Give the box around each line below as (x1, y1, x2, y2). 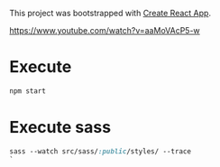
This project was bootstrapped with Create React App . (9, 8, 212, 18)
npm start (9, 86, 47, 96)
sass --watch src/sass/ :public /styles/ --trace (9, 146, 192, 156)
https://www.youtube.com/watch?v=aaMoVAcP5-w (9, 25, 200, 35)
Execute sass (9, 117, 111, 137)
